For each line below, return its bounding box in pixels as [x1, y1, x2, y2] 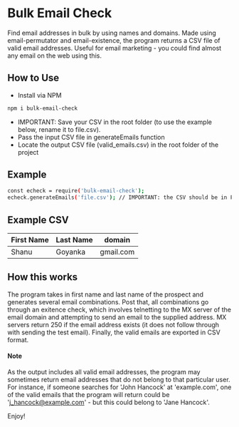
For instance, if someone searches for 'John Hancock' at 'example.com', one [7, 383, 232, 391]
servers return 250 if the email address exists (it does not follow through [7, 320, 219, 329]
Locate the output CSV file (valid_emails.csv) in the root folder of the [17, 140, 219, 149]
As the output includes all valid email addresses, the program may [7, 368, 201, 376]
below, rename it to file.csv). [17, 125, 101, 133]
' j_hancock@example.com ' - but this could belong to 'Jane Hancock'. [7, 398, 210, 407]
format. [7, 335, 29, 344]
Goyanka [55, 247, 86, 257]
